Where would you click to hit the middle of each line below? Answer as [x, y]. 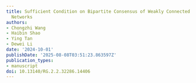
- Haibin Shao [23, 33]
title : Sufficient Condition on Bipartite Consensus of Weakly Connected [98, 11]
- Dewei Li [19, 44]
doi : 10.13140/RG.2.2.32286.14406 [48, 71]
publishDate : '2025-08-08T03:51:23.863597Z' [61, 55]
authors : [17, 22]
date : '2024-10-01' [30, 50]
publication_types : [30, 60]
